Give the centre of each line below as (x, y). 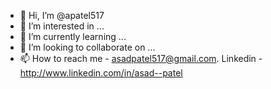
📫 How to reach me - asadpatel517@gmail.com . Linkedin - (141, 58)
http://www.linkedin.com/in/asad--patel (101, 73)
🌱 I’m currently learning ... (73, 36)
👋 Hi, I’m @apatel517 (62, 15)
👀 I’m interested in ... (62, 26)
